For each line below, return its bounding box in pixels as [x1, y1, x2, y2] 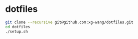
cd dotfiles [5, 24, 30, 29]
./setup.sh [5, 29, 28, 34]
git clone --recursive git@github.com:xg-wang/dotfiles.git [5, 20, 134, 25]
